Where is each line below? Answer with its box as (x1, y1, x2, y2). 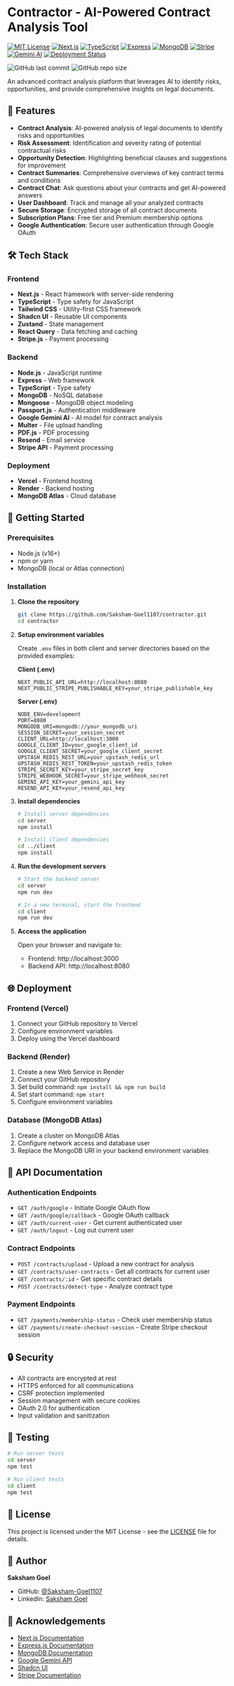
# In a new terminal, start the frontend (17, 901, 141, 908)
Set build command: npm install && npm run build (17, 1083, 166, 1091)
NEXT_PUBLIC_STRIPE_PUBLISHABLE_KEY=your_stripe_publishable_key (17, 685, 213, 692)
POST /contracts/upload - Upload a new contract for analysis (17, 1259, 195, 1268)
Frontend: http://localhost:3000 (27, 954, 119, 963)
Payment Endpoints (7, 1299, 76, 1309)
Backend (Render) (7, 1052, 70, 1062)
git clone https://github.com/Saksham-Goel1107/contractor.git (17, 611, 207, 619)
